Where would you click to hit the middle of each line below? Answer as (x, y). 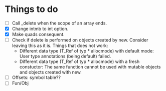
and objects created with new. (51, 72)
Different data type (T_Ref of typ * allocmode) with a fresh (79, 61)
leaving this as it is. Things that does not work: (60, 45)
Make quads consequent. (38, 34)
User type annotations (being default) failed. (65, 56)
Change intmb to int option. (40, 29)
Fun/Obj (20, 83)
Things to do (31, 9)
